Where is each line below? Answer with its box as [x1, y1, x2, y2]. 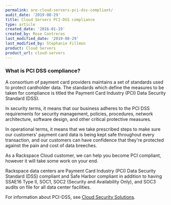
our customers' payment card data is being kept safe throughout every [5, 131, 155, 137]
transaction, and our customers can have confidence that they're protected [5, 137, 164, 143]
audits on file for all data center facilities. [5, 184, 91, 190]
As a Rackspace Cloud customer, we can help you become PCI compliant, [5, 152, 161, 158]
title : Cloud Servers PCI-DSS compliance [5, 17, 95, 22]
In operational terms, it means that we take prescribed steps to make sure [5, 126, 161, 132]
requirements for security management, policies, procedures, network [5, 111, 154, 117]
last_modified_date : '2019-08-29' [5, 36, 79, 42]
